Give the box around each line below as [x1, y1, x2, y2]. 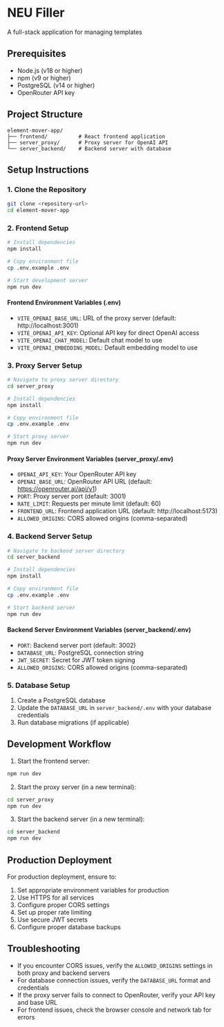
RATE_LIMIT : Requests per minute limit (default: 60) [17, 499, 161, 508]
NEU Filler [7, 5, 65, 21]
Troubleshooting [7, 943, 81, 955]
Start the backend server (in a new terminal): [17, 815, 145, 823]
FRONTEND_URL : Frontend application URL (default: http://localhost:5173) [17, 507, 218, 515]
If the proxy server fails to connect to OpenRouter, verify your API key [17, 990, 216, 999]
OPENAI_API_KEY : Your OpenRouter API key [17, 470, 137, 478]
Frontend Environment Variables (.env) [7, 298, 121, 307]
